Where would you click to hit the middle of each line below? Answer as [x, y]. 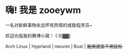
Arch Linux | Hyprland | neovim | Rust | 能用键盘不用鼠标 [64, 46]
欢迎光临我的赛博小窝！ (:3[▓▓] [38, 35]
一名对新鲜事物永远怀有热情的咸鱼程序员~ [49, 25]
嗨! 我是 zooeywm [43, 10]
